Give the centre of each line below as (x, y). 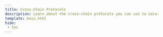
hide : (10, 23)
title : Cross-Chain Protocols (36, 9)
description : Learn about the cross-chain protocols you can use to (76, 14)
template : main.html (26, 18)
